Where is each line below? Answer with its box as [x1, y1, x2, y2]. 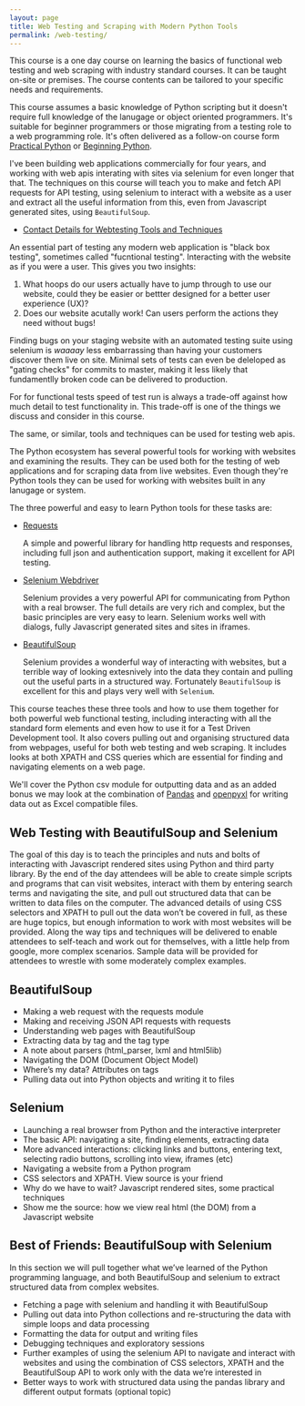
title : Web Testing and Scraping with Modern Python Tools [9, 22, 239, 31]
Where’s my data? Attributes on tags [22, 1065, 159, 1075]
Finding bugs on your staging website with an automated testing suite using [9, 335, 293, 346]
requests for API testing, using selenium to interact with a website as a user [9, 188, 292, 199]
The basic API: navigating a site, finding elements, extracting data [22, 1134, 269, 1145]
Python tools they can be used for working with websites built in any [9, 475, 266, 486]
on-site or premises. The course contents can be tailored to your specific [9, 75, 284, 86]
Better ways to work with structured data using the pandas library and [22, 1376, 285, 1387]
